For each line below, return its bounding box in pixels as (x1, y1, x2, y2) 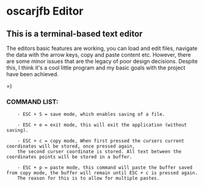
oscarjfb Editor (6, 4, 84, 18)
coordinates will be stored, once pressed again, (6, 143, 136, 150)
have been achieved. (6, 71, 59, 77)
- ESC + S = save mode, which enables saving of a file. (17, 111, 166, 118)
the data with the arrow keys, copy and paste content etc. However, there (6, 51, 191, 58)
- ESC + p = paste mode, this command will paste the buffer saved (17, 164, 192, 171)
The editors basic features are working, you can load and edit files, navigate (6, 44, 198, 52)
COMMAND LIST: (6, 97, 59, 106)
